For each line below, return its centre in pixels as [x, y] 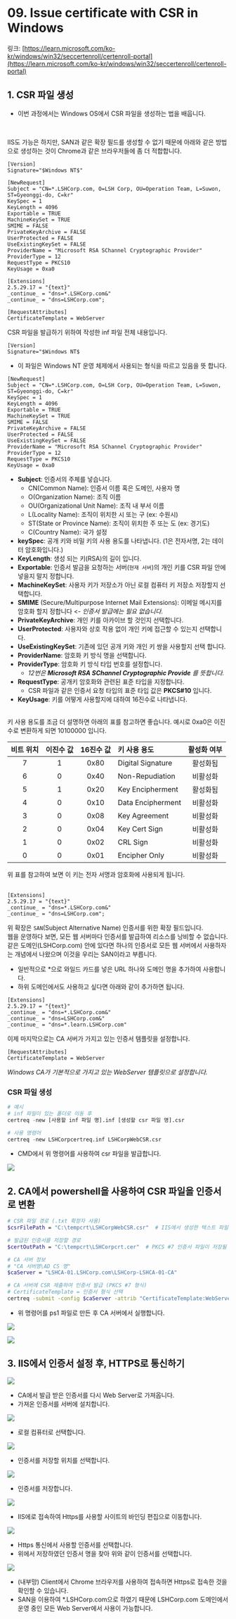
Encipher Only [141, 855]
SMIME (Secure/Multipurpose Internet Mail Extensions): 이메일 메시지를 [120, 602]
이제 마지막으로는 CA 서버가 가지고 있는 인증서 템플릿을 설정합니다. [99, 1038]
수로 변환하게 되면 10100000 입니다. [57, 730]
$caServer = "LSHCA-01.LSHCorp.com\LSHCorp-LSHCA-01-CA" [92, 1273]
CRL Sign [133, 842]
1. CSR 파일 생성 [40, 95]
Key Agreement [143, 815]
